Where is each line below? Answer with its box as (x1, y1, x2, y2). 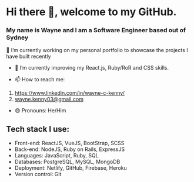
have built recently (6, 53, 51, 60)
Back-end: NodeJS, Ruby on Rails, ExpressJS (14, 146, 125, 153)
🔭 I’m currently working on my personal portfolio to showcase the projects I (6, 47, 188, 54)
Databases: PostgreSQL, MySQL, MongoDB (14, 158, 121, 166)
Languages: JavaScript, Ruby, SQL (14, 152, 99, 159)
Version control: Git (14, 171, 62, 178)
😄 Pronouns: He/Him (14, 107, 66, 114)
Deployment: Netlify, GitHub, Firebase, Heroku (14, 164, 128, 171)
